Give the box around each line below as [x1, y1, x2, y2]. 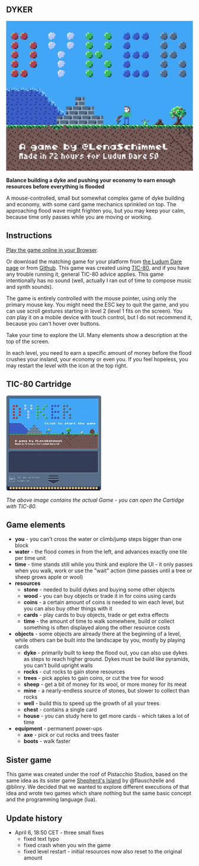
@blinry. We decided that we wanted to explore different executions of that [6, 783, 190, 791]
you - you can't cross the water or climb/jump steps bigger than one [14, 536, 182, 543]
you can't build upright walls [23, 662, 93, 669]
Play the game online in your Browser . [6, 246, 99, 253]
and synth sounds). [6, 283, 53, 290]
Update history [6, 813, 63, 823]
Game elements [6, 519, 66, 530]
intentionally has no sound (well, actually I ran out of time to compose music [6, 276, 192, 284]
